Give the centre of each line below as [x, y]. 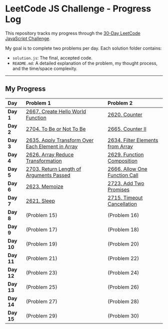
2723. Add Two [126, 183]
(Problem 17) [41, 229]
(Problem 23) [41, 272]
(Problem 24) [123, 272]
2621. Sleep [40, 200]
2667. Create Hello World [56, 111]
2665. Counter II [127, 129]
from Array [120, 146]
